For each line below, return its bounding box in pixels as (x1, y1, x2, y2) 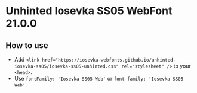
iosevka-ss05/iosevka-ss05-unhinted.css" (14, 63, 119, 69)
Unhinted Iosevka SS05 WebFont (5, 4, 173, 18)
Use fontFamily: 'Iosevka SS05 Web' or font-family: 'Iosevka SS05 (14, 75, 184, 82)
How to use (5, 40, 48, 50)
